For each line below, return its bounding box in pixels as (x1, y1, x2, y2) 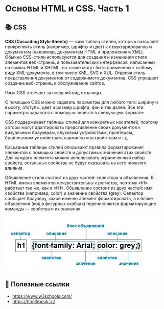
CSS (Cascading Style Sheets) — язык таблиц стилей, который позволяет (5, 39, 159, 44)
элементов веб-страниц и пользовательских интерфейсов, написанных (5, 59, 156, 65)
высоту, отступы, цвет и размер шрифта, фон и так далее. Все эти (5, 104, 144, 110)
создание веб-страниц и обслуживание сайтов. (5, 80, 105, 86)
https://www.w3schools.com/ (12, 293, 72, 299)
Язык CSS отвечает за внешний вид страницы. (5, 90, 103, 96)
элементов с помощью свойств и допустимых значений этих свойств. (5, 150, 153, 155)
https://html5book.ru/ (12, 298, 55, 304)
